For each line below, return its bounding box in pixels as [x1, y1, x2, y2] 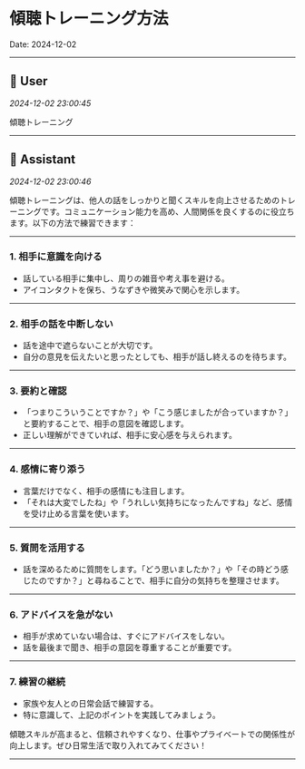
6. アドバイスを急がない [9, 608, 113, 621]
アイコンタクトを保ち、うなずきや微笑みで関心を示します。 [22, 284, 245, 295]
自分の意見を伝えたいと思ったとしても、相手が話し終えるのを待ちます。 [22, 351, 292, 363]
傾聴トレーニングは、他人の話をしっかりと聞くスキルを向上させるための [9, 194, 280, 205]
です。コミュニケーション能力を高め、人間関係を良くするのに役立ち [40, 206, 295, 217]
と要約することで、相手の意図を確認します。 [22, 418, 189, 429]
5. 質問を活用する [9, 541, 86, 554]
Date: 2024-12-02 [9, 38, 77, 50]
